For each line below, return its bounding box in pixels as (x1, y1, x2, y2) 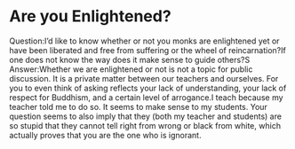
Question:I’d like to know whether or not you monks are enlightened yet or (9, 35, 280, 46)
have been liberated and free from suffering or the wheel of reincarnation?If (9, 44, 286, 55)
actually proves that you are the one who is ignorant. (9, 129, 202, 140)
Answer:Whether (9, 64, 71, 74)
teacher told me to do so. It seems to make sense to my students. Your (9, 101, 268, 112)
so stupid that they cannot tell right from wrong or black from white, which (9, 120, 282, 130)
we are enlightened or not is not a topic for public (72, 64, 253, 74)
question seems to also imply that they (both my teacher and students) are (9, 111, 283, 122)
